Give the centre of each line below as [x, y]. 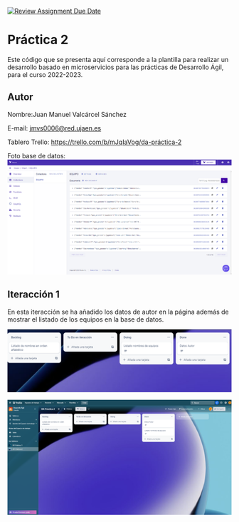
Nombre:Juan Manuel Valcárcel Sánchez [67, 114]
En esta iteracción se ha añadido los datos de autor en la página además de [118, 312]
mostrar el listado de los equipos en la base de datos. [86, 319]
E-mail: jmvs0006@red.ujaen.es [54, 128]
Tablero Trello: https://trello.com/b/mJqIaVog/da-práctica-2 [95, 142]
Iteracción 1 [34, 295]
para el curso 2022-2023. [45, 74]
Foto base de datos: [37, 155]
